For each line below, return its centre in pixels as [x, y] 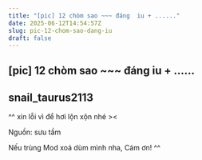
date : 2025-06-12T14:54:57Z [55, 23]
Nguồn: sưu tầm [35, 132]
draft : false [30, 38]
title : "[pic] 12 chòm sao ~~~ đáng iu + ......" [94, 16]
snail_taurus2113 [51, 98]
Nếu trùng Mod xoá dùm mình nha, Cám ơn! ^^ [85, 148]
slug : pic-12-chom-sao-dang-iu [60, 30]
